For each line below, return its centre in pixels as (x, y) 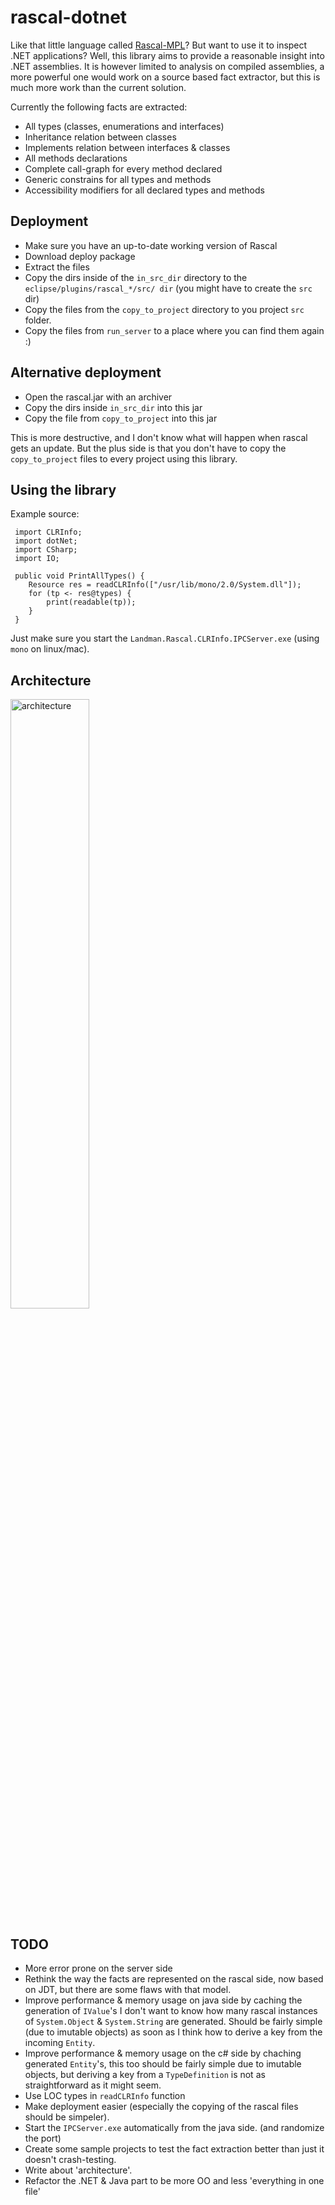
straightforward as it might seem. (93, 2085)
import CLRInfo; (48, 532)
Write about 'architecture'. (78, 2170)
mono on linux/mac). (50, 649)
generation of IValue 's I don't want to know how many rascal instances (171, 2010)
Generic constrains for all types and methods (118, 179)
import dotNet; (46, 541)
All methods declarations (76, 158)
